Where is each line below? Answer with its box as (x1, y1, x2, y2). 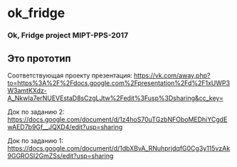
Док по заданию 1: (7, 136, 64, 145)
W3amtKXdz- (7, 86, 48, 95)
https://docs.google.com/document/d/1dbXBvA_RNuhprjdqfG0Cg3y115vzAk (7, 144, 231, 152)
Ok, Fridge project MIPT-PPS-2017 (7, 31, 129, 41)
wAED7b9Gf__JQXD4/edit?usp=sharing (7, 122, 123, 131)
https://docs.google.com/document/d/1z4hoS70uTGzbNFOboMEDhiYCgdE (7, 115, 228, 124)
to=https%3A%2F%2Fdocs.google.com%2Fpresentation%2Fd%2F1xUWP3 (7, 78, 230, 87)
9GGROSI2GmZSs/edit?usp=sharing (7, 151, 114, 160)
